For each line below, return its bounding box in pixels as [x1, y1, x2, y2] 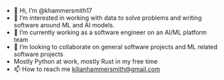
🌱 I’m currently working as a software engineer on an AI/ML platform [13, 28, 207, 36]
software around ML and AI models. [13, 21, 115, 29]
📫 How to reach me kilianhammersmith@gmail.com [13, 65, 161, 73]
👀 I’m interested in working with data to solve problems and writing [13, 14, 202, 22]
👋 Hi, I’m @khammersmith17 [13, 7, 92, 14]
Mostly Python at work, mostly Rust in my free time [13, 57, 158, 65]
